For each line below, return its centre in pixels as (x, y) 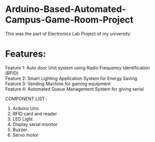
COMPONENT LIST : (26, 98)
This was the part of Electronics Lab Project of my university (68, 33)
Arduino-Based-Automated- (66, 9)
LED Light (22, 119)
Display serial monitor (35, 124)
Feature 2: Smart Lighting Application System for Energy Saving (71, 78)
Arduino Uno (26, 108)
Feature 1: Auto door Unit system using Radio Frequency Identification (77, 67)
